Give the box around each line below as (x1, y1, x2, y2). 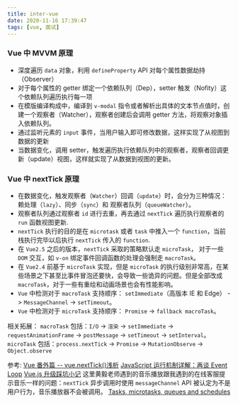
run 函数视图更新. (17, 218, 69, 226)
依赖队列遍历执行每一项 (23, 92, 93, 101)
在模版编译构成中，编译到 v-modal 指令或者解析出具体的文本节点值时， (17, 101, 224, 110)
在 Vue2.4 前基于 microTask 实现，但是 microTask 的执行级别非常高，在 (17, 262, 223, 270)
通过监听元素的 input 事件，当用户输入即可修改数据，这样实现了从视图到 (17, 128, 230, 136)
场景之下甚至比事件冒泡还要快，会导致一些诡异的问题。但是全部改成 (23, 271, 223, 280)
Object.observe (7, 347, 52, 355)
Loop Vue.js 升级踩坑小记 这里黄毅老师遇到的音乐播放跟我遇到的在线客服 (7, 370, 220, 378)
